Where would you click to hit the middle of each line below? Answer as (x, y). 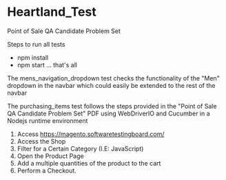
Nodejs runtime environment (48, 120)
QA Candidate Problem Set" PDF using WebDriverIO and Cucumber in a (109, 113)
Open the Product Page (50, 156)
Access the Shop (41, 141)
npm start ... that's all (47, 65)
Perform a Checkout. (47, 170)
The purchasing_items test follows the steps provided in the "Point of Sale (112, 106)
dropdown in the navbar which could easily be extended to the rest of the (111, 85)
